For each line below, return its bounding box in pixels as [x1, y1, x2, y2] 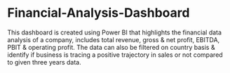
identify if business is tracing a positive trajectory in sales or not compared [7, 51, 223, 59]
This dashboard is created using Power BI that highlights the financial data [7, 28, 222, 36]
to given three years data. [7, 58, 82, 66]
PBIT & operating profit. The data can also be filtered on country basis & [7, 43, 215, 51]
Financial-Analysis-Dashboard [7, 5, 190, 21]
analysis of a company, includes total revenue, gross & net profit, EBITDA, [7, 35, 220, 44]
